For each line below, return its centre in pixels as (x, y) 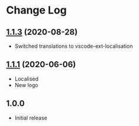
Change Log (36, 10)
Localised (27, 79)
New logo (26, 85)
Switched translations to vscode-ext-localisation (74, 46)
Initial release (31, 118)
